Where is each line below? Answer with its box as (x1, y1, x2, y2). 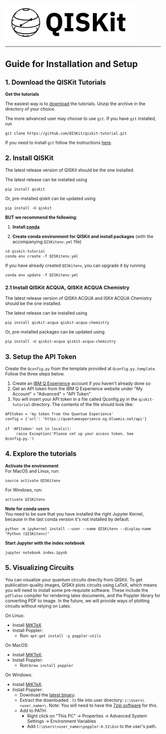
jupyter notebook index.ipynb (5, 550, 68, 555)
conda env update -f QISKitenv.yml (5, 273, 79, 278)
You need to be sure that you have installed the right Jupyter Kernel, (5, 511, 144, 517)
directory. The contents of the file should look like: (31, 401, 134, 407)
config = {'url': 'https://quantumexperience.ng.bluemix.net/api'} (5, 416, 147, 421)
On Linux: (5, 612, 25, 618)
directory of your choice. (5, 106, 56, 112)
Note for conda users (5, 505, 50, 512)
